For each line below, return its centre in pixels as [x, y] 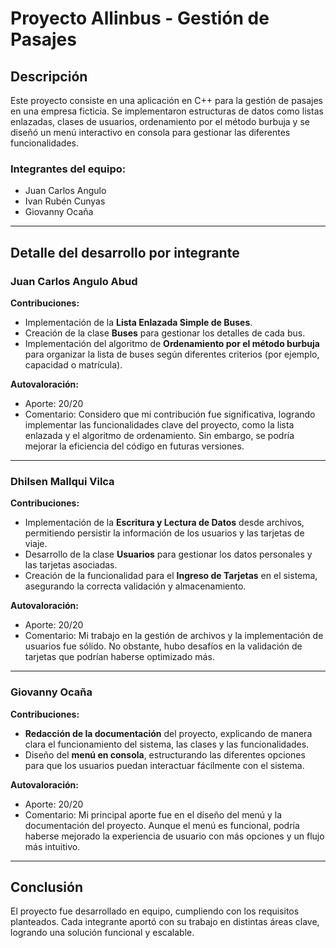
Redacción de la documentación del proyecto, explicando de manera [168, 733]
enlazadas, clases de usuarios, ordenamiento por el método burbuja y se [160, 121]
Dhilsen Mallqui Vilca [62, 481]
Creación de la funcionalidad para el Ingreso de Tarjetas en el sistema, [171, 576]
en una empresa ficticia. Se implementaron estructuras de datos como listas [167, 111]
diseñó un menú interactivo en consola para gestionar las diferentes [150, 132]
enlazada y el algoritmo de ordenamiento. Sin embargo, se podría [159, 435]
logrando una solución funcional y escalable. [102, 933]
